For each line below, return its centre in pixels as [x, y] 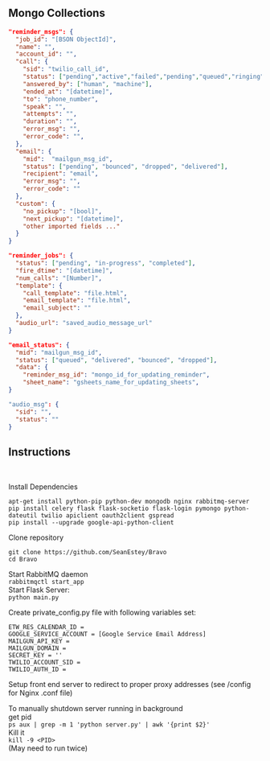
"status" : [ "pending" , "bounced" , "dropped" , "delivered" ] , [125, 167]
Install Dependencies [43, 487]
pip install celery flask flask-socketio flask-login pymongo [115, 509]
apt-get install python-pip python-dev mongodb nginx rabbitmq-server [129, 502]
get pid [20, 717]
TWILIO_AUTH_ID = [37, 670]
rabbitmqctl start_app [46, 582]
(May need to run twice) [48, 748]
